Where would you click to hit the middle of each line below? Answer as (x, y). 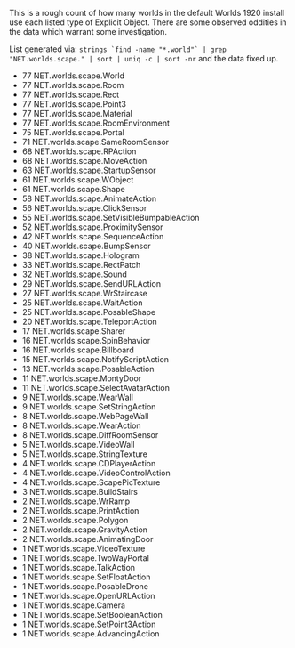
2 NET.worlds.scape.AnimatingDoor (88, 539)
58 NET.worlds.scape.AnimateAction (89, 198)
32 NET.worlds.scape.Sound (74, 274)
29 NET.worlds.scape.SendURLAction (92, 283)
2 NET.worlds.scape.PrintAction (80, 510)
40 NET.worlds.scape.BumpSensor (86, 246)
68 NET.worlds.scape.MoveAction (84, 161)
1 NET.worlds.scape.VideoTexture (84, 548)
